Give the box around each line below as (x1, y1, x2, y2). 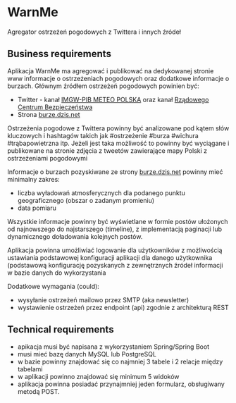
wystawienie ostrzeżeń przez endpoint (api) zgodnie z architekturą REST (17, 303, 229, 311)
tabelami (17, 364, 43, 373)
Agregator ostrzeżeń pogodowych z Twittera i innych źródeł (7, 27, 181, 36)
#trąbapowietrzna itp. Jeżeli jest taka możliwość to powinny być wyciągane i (7, 139, 230, 147)
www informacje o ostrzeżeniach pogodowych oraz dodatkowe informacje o (7, 74, 230, 82)
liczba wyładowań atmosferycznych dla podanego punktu (17, 188, 185, 197)
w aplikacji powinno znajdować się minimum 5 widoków (17, 372, 180, 380)
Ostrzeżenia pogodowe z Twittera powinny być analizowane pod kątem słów (7, 124, 230, 132)
